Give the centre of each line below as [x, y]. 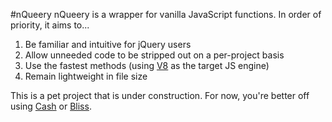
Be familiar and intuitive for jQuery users [108, 44]
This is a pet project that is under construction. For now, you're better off [160, 95]
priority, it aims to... [50, 25]
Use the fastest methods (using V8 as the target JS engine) [147, 65]
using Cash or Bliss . [51, 106]
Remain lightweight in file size [86, 76]
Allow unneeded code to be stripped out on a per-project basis [154, 55]
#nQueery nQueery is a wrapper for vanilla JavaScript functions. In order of [166, 14]
